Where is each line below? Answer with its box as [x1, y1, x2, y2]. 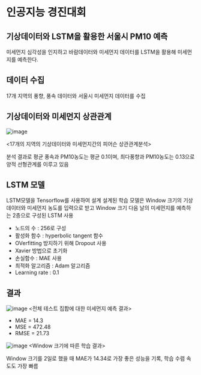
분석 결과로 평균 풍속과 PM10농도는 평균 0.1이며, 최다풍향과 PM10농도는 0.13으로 [6, 153, 195, 160]
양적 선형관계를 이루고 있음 [6, 160, 69, 168]
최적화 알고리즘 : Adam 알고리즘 [14, 262, 91, 269]
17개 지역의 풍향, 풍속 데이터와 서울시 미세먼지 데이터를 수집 [6, 92, 146, 99]
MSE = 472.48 [14, 323, 51, 331]
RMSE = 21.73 [14, 330, 50, 337]
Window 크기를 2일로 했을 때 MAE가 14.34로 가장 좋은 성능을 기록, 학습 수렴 [6, 355, 185, 362]
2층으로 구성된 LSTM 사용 [12, 212, 74, 219]
